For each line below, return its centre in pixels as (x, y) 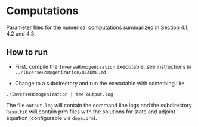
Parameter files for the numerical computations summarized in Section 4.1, (98, 27)
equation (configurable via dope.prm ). (52, 118)
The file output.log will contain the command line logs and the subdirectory (99, 105)
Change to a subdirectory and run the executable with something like (100, 83)
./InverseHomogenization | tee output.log (60, 94)
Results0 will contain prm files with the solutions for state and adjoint (91, 112)
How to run (27, 53)
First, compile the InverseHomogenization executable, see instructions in (103, 66)
